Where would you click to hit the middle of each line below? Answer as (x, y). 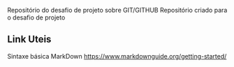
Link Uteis (29, 39)
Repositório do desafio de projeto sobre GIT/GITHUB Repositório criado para (117, 10)
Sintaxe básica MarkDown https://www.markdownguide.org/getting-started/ (117, 56)
